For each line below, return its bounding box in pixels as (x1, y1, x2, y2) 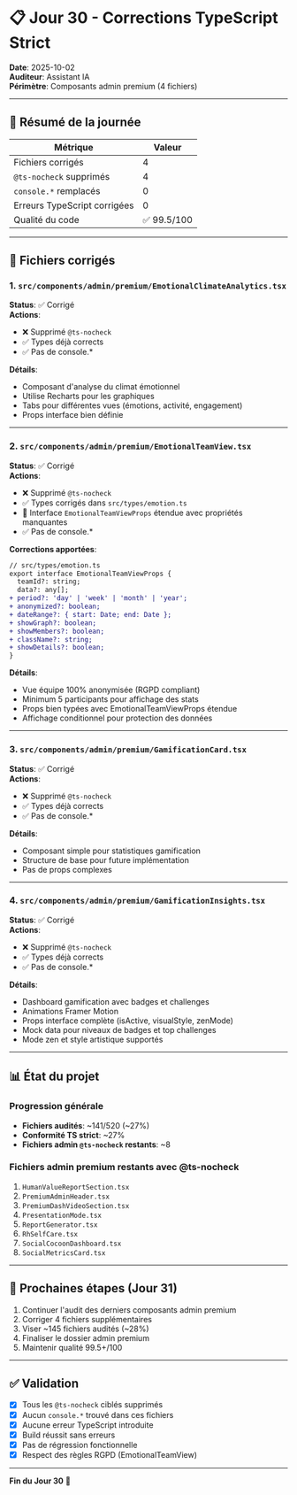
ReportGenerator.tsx (21, 1220, 98, 1229)
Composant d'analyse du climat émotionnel (21, 381, 180, 392)
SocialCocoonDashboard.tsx (21, 1239, 122, 1248)
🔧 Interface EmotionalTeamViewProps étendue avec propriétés (21, 507, 243, 518)
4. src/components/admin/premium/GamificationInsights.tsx (9, 894, 266, 906)
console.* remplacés (13, 184, 101, 197)
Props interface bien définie (21, 410, 124, 420)
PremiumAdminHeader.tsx (21, 1192, 110, 1201)
